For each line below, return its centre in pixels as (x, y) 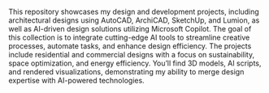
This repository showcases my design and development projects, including (134, 12)
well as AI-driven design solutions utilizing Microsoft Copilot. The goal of (130, 29)
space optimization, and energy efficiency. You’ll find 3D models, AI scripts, (135, 63)
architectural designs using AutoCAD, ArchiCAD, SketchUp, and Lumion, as (134, 20)
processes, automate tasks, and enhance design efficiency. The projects (130, 46)
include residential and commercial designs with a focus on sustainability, (131, 55)
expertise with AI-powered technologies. (76, 80)
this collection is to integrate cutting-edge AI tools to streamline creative (129, 37)
